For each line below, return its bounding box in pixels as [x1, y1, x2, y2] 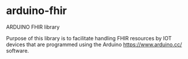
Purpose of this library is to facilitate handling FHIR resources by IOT [6, 34, 172, 41]
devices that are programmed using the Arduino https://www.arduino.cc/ [6, 41, 182, 48]
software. [6, 47, 29, 54]
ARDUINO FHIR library [6, 23, 60, 30]
